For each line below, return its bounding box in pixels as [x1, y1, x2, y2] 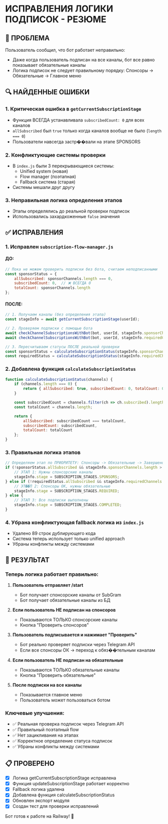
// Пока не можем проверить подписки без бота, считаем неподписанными [5, 267, 157, 272]
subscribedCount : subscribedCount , [23, 423, 97, 428]
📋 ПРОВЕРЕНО [5, 759, 55, 768]
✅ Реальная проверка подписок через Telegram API [12, 721, 124, 727]
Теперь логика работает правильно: [5, 571, 98, 578]
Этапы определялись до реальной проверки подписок [12, 208, 130, 214]
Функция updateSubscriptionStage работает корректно [12, 781, 129, 787]
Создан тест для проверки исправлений [12, 803, 99, 809]
